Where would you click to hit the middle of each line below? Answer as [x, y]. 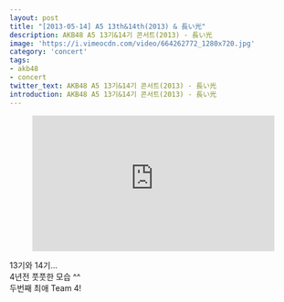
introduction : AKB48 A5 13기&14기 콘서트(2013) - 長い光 [113, 94]
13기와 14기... [33, 265]
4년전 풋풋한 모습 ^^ [45, 276]
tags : [20, 60]
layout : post [34, 18]
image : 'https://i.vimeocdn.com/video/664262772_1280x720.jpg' [132, 43]
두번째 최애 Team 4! [46, 288]
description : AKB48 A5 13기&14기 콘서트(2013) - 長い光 [111, 35]
